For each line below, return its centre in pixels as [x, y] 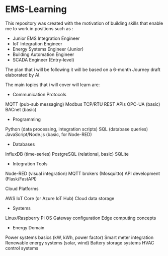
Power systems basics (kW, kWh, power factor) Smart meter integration [79, 237]
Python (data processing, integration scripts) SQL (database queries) [77, 129]
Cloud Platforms [22, 188]
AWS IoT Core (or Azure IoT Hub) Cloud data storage [60, 198]
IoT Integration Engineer [37, 43]
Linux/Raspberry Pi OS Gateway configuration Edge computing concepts [81, 218]
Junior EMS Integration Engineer [46, 38]
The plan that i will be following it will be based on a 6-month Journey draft [83, 70]
